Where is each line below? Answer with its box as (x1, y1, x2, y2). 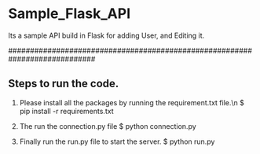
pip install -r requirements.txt (19, 106, 114, 115)
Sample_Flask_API (8, 5, 131, 23)
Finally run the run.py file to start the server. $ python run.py (19, 137, 215, 146)
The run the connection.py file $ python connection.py (19, 121, 196, 130)
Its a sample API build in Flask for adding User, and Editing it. (8, 31, 205, 40)
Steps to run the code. (8, 77, 119, 90)
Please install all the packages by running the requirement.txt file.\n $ (19, 97, 245, 107)
